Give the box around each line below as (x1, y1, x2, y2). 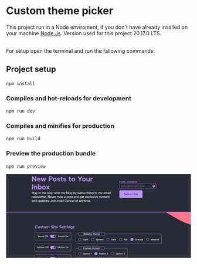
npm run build (6, 136, 41, 142)
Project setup (6, 65, 57, 75)
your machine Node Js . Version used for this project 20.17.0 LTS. (6, 29, 162, 36)
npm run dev (6, 109, 35, 114)
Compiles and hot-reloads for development (6, 94, 132, 102)
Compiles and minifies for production (6, 121, 114, 130)
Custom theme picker (6, 4, 113, 18)
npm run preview (6, 163, 46, 170)
